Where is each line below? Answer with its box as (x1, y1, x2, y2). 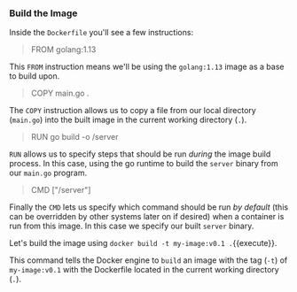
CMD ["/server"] (30, 185, 91, 196)
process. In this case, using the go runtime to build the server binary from (9, 158, 278, 169)
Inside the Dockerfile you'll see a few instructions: (9, 27, 193, 38)
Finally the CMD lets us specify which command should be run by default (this (9, 202, 289, 212)
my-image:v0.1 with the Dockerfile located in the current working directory (9, 265, 279, 275)
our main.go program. (9, 167, 87, 179)
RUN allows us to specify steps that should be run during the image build (9, 149, 271, 159)
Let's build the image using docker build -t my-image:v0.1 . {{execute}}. (9, 238, 277, 249)
